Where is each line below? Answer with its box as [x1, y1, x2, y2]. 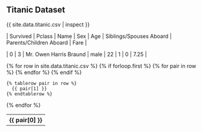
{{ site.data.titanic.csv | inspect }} [6, 20, 90, 28]
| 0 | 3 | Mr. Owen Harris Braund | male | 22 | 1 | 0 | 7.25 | [6, 51, 147, 58]
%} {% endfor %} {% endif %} [6, 69, 82, 76]
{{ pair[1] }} [11, 86, 47, 92]
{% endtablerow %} [6, 90, 53, 97]
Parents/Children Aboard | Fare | [6, 39, 87, 46]
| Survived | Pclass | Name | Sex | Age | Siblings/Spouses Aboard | [6, 33, 172, 40]
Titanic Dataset [6, 5, 65, 15]
